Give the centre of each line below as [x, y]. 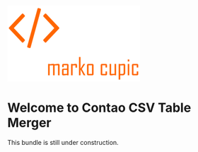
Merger [29, 123]
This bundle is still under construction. [63, 142]
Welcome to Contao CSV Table [99, 108]
